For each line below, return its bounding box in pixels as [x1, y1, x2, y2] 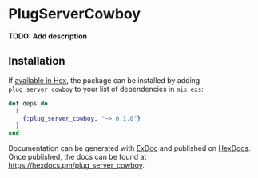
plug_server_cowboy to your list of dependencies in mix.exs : [8, 84, 204, 93]
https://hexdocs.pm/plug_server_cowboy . [8, 160, 145, 170]
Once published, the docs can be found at [8, 152, 147, 162]
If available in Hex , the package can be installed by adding [8, 75, 200, 85]
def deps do [8, 99, 48, 108]
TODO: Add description [8, 31, 88, 41]
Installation [8, 54, 65, 68]
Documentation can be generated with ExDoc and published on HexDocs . [8, 144, 251, 153]
